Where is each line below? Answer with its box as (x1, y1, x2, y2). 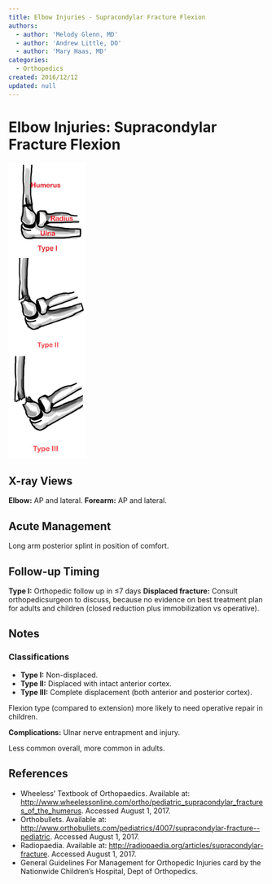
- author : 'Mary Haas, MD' (15, 47, 107, 56)
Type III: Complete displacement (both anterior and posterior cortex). (20, 687, 252, 697)
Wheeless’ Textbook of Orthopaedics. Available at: (20, 788, 190, 798)
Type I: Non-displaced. (20, 670, 99, 680)
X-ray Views (8, 474, 73, 488)
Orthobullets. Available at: (20, 814, 107, 824)
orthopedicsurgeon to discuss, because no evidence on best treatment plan (8, 595, 263, 604)
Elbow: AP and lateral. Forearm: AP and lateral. (8, 496, 167, 505)
